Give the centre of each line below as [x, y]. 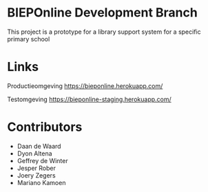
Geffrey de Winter [42, 160]
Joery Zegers [37, 175]
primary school [29, 39]
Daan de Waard [39, 146]
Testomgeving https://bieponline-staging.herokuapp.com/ [90, 99]
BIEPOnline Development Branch [102, 13]
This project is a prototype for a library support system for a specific [104, 32]
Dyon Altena [35, 153]
